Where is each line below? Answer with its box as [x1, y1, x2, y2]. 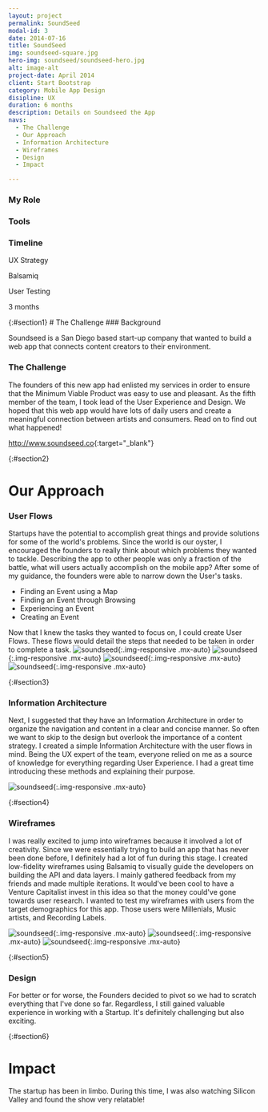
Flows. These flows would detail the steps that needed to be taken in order [8, 637, 254, 646]
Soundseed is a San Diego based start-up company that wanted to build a [8, 334, 252, 343]
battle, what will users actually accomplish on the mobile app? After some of [8, 563, 260, 572]
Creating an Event [19, 613, 80, 622]
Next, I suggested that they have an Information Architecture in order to [8, 715, 244, 726]
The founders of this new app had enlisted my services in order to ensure [8, 380, 250, 390]
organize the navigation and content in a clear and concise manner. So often [8, 724, 260, 734]
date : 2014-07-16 [8, 34, 66, 42]
